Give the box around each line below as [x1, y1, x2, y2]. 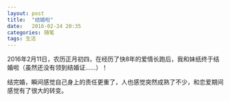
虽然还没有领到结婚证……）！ [25, 63, 108, 72]
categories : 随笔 [7, 29, 55, 36]
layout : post [7, 10, 45, 17]
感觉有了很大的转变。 [7, 87, 67, 95]
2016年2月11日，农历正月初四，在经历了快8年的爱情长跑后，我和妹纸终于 [7, 55, 214, 63]
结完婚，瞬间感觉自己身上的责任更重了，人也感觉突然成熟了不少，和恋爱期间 [7, 78, 224, 86]
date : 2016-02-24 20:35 [7, 23, 81, 29]
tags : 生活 [7, 35, 36, 42]
